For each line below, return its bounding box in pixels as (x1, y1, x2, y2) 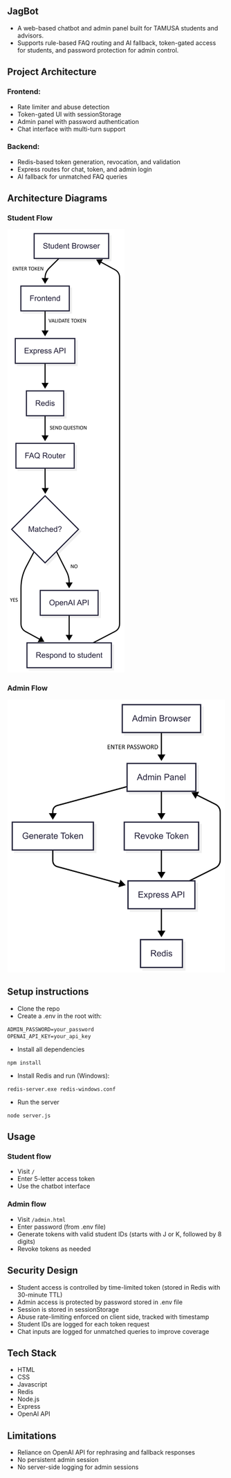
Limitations (7, 1430, 57, 1441)
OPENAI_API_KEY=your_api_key (7, 1033, 91, 1040)
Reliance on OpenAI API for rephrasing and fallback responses (17, 1448, 196, 1457)
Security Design (7, 1265, 78, 1276)
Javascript (17, 1380, 48, 1389)
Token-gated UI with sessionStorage (17, 110, 122, 118)
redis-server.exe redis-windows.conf (7, 1085, 116, 1093)
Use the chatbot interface (17, 1182, 91, 1191)
